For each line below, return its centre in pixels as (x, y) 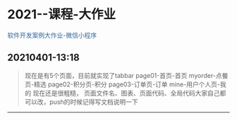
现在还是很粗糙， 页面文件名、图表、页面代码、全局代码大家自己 (126, 93)
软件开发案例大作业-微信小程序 (52, 35)
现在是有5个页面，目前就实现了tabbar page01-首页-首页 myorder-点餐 (126, 75)
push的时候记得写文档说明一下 (94, 102)
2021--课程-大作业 (62, 14)
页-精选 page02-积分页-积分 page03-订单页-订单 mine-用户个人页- (122, 84)
